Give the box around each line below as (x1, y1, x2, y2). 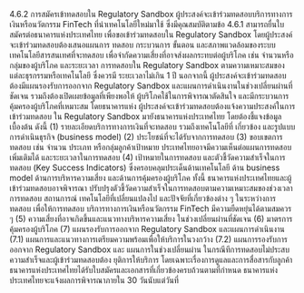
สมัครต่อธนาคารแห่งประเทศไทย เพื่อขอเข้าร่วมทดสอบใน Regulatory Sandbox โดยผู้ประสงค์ (9, 29, 293, 40)
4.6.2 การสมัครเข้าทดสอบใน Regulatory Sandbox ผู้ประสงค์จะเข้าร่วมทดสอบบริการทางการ (9, 9, 293, 19)
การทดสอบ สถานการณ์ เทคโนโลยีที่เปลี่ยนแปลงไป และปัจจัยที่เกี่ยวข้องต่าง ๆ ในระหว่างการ (9, 193, 277, 204)
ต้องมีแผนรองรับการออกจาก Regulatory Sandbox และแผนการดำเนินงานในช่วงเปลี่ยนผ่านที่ (9, 80, 293, 91)
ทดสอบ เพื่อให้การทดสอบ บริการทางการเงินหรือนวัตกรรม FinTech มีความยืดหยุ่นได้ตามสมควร (9, 203, 292, 214)
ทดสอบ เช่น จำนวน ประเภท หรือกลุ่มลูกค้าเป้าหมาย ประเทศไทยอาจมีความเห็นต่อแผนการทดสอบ (9, 142, 292, 152)
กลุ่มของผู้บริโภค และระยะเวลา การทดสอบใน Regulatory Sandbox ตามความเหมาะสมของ (9, 60, 286, 70)
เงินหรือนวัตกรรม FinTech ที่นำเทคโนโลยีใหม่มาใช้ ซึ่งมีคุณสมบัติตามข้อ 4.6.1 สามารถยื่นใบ (9, 19, 285, 29)
